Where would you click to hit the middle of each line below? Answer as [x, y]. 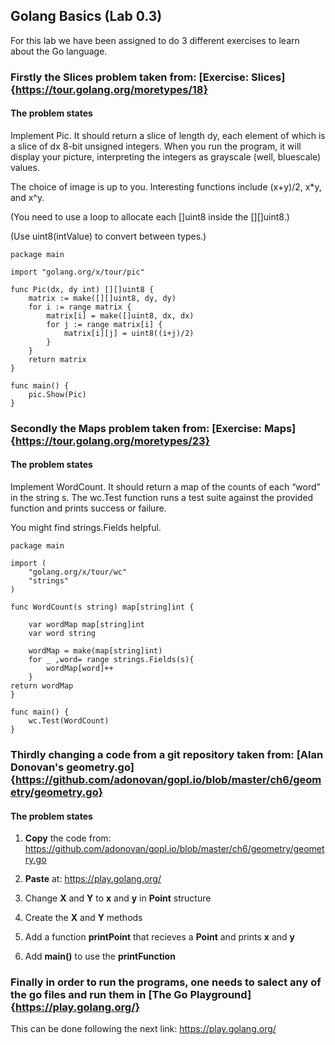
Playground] [220, 995]
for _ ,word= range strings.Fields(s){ [111, 660]
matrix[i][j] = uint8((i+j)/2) [129, 333]
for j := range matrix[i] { [104, 324]
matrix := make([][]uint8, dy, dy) [102, 298]
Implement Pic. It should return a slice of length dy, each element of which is [168, 135]
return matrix [57, 359]
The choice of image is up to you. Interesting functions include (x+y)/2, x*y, [166, 186]
